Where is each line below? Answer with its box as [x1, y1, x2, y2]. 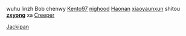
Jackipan [6, 23, 29, 30]
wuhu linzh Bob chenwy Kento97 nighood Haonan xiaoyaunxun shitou [6, 5, 181, 12]
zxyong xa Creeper [6, 11, 55, 19]
